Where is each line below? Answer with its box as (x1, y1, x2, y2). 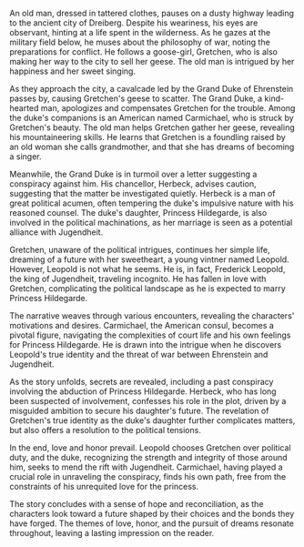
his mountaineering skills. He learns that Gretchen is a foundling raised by (9, 132, 287, 142)
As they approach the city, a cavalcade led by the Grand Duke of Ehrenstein (9, 84, 294, 94)
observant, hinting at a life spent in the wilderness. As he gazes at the (9, 27, 271, 37)
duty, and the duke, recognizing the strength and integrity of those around (9, 452, 289, 462)
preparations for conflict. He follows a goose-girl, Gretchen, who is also (9, 46, 278, 57)
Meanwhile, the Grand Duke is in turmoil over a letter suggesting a (9, 168, 258, 179)
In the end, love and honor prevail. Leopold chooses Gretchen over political (9, 442, 291, 453)
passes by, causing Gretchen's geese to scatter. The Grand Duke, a (9, 93, 263, 104)
